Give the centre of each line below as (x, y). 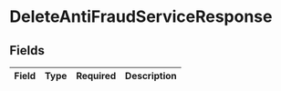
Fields (27, 51)
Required (96, 76)
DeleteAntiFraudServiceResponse (141, 17)
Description (151, 76)
